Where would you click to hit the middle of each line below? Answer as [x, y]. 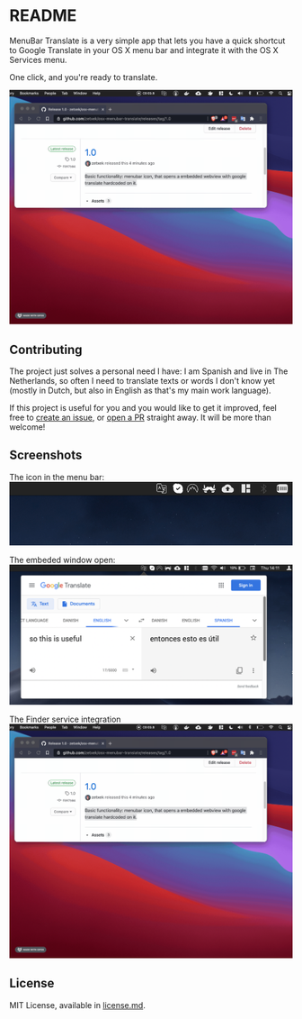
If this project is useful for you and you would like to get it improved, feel [143, 408]
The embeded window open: [62, 560]
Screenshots [46, 455]
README [43, 16]
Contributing [46, 349]
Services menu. [38, 59]
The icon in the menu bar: [57, 477]
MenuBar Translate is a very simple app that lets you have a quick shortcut [147, 41]
